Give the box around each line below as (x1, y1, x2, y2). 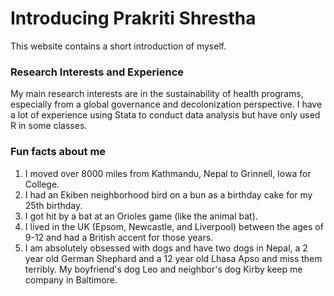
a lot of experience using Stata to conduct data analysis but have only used (10, 109, 321, 121)
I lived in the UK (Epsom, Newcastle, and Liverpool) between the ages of (24, 220, 324, 232)
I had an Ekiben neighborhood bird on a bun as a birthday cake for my (24, 188, 313, 201)
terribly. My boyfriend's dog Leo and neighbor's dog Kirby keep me (24, 263, 303, 275)
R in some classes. (10, 120, 88, 132)
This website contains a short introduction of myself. (10, 40, 227, 52)
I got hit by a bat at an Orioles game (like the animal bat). (24, 210, 258, 222)
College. (24, 178, 60, 190)
